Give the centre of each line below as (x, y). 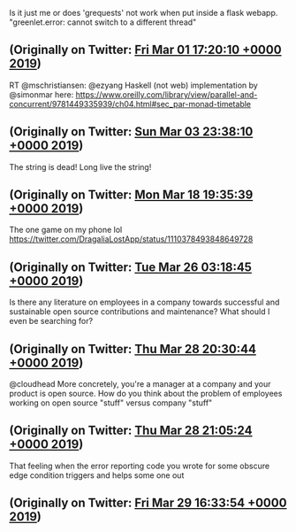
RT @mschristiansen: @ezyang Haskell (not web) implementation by (133, 85)
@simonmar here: (42, 94)
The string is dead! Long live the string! (80, 166)
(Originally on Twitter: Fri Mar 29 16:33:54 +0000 (148, 503)
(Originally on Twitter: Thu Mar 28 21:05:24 (131, 431)
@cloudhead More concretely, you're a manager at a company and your (140, 384)
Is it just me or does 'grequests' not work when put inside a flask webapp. (144, 13)
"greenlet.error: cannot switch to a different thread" (103, 22)
